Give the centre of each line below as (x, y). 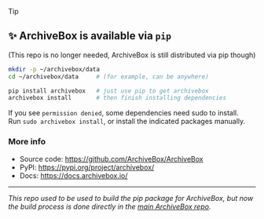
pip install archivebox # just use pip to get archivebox (109, 91)
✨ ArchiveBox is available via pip (90, 36)
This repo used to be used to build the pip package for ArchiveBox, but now (131, 198)
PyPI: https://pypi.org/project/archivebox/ (87, 167)
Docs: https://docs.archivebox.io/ (73, 175)
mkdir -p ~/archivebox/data (54, 69)
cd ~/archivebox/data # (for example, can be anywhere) (109, 77)
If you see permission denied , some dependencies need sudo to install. (124, 113)
